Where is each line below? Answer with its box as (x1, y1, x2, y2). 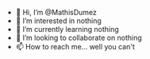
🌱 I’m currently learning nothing (15, 25, 119, 33)
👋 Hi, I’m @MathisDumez (15, 8, 98, 17)
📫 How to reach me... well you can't (15, 42, 135, 51)
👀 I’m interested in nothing (15, 16, 102, 26)
